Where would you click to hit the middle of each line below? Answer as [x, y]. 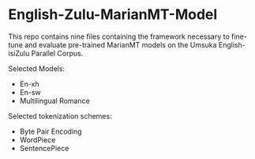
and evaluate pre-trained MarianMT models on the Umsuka [121, 44]
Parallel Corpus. [57, 53]
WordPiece [37, 139]
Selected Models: [37, 68]
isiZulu [19, 53]
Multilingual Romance [55, 100]
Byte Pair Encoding [51, 131]
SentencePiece [44, 148]
